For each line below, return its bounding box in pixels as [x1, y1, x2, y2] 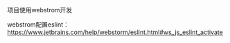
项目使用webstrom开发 [7, 6, 73, 14]
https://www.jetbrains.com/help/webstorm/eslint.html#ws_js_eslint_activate [7, 28, 223, 36]
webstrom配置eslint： [7, 20, 69, 29]
